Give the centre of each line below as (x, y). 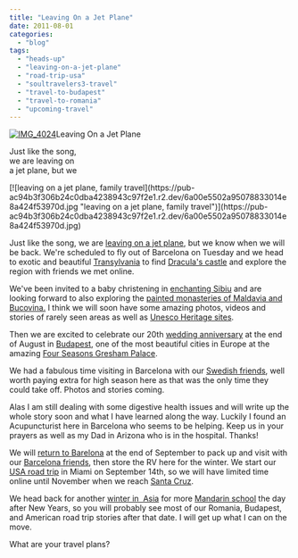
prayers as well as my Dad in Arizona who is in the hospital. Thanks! (134, 436)
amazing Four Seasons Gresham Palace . (83, 354)
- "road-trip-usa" (52, 76)
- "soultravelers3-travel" (67, 84)
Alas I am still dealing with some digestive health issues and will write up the (149, 407)
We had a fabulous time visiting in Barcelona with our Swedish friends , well (147, 371)
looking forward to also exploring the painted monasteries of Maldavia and (146, 298)
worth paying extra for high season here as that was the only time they (139, 380)
